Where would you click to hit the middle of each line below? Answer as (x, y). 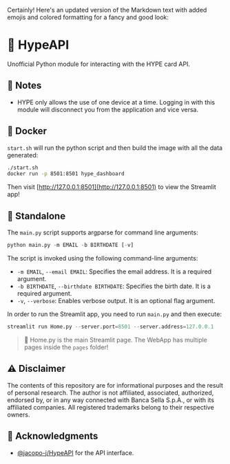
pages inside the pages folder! (66, 347)
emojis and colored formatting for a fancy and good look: (88, 17)
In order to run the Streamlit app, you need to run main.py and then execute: (115, 314)
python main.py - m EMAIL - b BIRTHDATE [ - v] (71, 245)
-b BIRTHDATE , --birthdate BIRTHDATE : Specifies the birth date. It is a (114, 286)
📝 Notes (24, 86)
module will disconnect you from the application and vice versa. (107, 109)
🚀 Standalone (36, 216)
